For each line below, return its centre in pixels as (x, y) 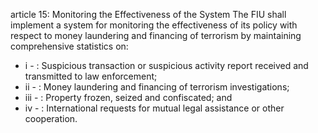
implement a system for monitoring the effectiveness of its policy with (154, 25)
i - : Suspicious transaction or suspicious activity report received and (166, 65)
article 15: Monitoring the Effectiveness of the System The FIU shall (148, 14)
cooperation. (51, 118)
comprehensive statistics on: (69, 46)
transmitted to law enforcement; (91, 76)
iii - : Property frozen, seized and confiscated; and (128, 97)
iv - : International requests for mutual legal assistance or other (154, 108)
